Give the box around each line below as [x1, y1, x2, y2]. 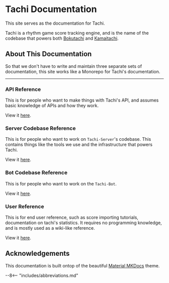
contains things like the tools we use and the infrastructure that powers [5, 142, 152, 148]
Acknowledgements [5, 249, 70, 258]
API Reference [5, 85, 41, 92]
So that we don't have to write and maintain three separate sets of [5, 63, 142, 69]
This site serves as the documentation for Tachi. [5, 20, 105, 26]
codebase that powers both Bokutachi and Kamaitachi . [5, 35, 119, 41]
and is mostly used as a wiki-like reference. [5, 225, 95, 231]
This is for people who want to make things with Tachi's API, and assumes [5, 97, 159, 104]
